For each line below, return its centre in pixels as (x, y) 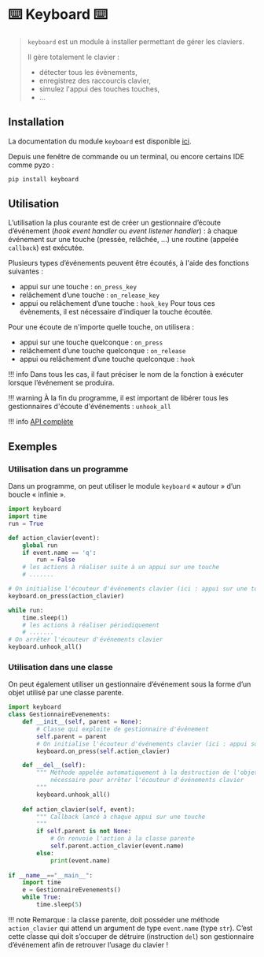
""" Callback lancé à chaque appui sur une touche (121, 817)
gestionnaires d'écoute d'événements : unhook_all (90, 407)
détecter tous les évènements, (88, 72)
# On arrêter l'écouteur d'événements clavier (86, 640)
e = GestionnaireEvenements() (72, 890)
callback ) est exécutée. (46, 248)
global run (40, 545)
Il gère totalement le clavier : (73, 57)
